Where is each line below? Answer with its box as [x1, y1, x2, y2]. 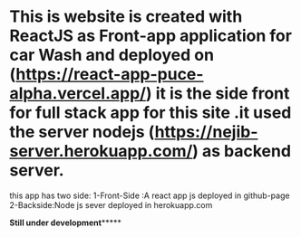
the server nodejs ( [9, 122, 156, 142]
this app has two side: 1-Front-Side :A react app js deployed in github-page [9, 190, 290, 201]
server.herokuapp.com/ [9, 141, 193, 162]
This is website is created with [9, 6, 243, 27]
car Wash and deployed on [9, 45, 215, 65]
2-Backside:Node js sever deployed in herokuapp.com [9, 199, 213, 210]
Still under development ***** [9, 217, 122, 228]
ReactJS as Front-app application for [9, 25, 293, 46]
